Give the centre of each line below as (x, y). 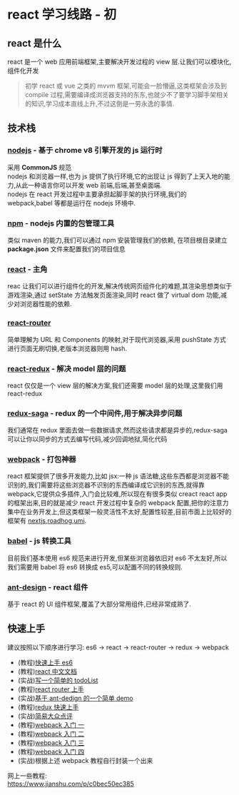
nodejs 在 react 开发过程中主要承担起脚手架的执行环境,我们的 (97, 194)
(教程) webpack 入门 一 (51, 724)
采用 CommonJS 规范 (40, 167)
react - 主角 (27, 269)
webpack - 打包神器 (42, 460)
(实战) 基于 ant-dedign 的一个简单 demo (75, 698)
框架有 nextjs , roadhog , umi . (47, 521)
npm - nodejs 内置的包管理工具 (61, 223)
